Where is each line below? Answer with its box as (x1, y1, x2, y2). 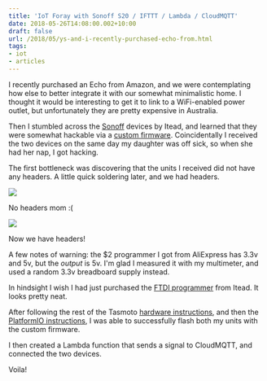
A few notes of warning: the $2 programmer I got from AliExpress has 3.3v (8, 249, 259, 259)
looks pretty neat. (8, 291, 68, 301)
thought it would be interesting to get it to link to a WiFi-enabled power (8, 97, 246, 107)
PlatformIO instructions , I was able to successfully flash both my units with (8, 315, 258, 326)
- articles (8, 58, 46, 66)
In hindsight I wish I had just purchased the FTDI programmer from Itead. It (8, 282, 259, 292)
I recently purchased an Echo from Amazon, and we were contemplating (8, 79, 251, 90)
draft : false (8, 27, 53, 35)
